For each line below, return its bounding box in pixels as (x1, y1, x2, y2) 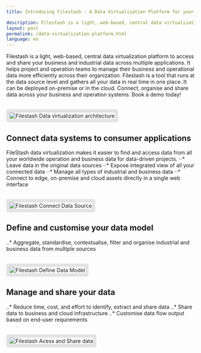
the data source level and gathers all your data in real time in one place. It (6, 79, 187, 86)
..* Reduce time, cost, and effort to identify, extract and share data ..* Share (6, 303, 193, 310)
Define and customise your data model (6, 223, 154, 233)
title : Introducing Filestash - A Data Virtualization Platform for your (6, 8, 194, 15)
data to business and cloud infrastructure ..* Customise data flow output (6, 309, 184, 316)
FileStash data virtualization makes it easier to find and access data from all (6, 149, 193, 156)
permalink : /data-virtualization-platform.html (6, 31, 127, 37)
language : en (6, 37, 39, 43)
